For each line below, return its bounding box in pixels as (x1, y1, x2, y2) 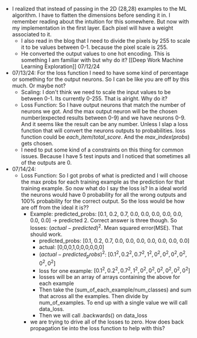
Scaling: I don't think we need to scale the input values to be (20, 89, 171, 95)
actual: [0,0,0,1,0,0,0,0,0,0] (39, 243, 104, 250)
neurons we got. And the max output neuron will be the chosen (20, 108, 178, 115)
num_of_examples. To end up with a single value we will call (39, 299, 188, 307)
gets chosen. (20, 140, 54, 147)
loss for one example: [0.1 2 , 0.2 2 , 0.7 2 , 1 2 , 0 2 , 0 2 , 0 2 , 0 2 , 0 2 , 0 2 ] (39, 266, 191, 274)
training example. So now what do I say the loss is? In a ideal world (20, 185, 187, 192)
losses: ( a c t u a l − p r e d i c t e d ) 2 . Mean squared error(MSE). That (30, 223, 183, 231)
